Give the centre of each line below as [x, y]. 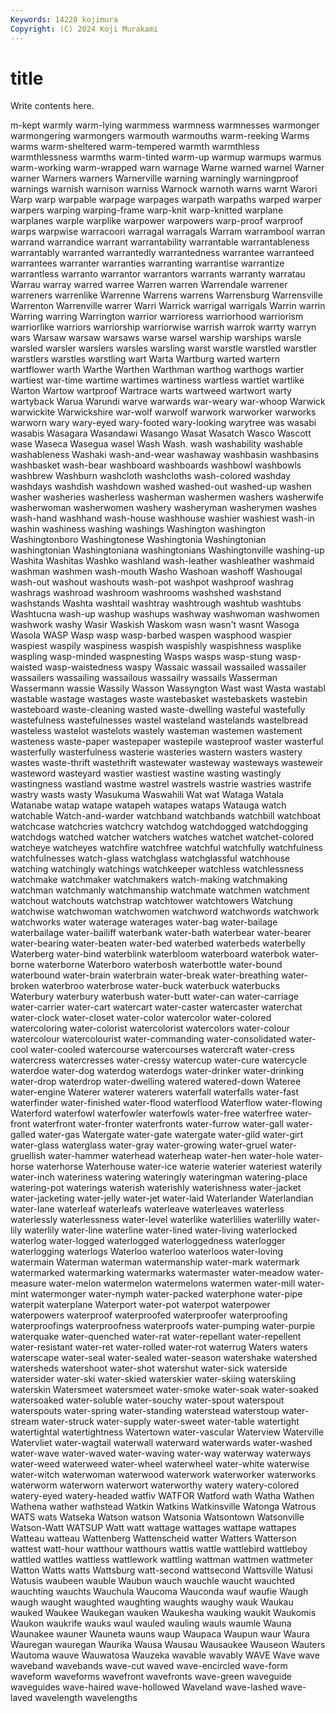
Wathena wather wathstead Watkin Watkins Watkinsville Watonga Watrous [163, 1507]
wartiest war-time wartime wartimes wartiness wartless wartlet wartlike [157, 380]
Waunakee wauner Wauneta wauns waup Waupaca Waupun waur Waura [160, 1634]
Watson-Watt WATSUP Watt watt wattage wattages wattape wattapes [153, 1528]
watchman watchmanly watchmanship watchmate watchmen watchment [160, 890]
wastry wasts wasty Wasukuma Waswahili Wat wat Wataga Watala [147, 795]
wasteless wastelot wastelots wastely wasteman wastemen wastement [156, 731]
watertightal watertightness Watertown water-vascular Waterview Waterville [167, 1432]
